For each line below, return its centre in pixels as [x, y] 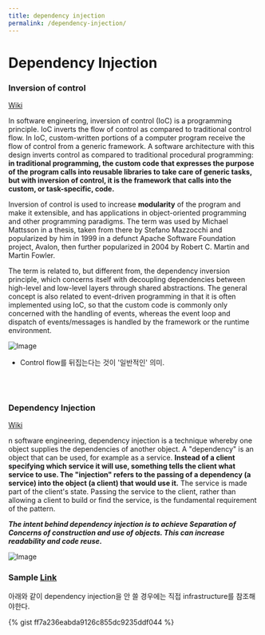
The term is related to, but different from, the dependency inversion [119, 271]
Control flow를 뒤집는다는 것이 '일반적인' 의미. [92, 362]
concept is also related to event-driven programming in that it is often [122, 296]
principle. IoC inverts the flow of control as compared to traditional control [130, 129]
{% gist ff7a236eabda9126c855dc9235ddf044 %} [91, 622]
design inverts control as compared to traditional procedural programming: [131, 155]
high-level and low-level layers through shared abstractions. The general [128, 287]
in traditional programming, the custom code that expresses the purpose [131, 163]
